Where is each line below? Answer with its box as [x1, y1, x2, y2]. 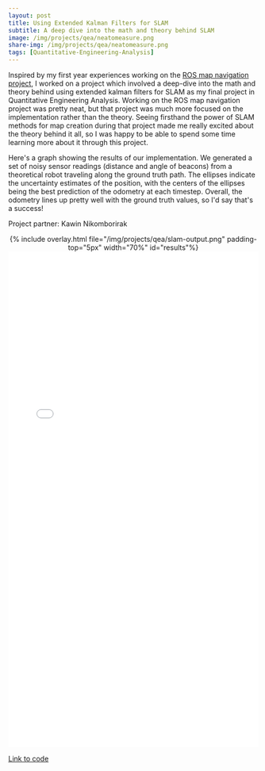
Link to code [8, 754, 49, 763]
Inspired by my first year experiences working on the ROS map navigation [8, 71, 249, 79]
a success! [8, 204, 44, 213]
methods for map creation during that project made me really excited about [8, 121, 254, 130]
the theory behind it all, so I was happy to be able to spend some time [8, 129, 236, 139]
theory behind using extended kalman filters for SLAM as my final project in [8, 87, 255, 96]
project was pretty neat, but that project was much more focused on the [8, 104, 244, 113]
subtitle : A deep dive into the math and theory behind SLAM [8, 26, 215, 34]
